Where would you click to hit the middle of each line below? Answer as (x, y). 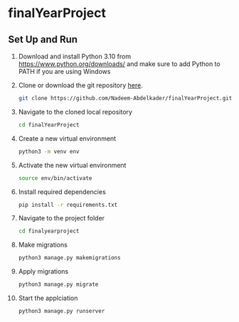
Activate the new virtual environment (72, 165)
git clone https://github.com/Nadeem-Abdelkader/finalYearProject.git (125, 98)
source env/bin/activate (55, 178)
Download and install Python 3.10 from (74, 56)
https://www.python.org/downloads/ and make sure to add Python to (119, 64)
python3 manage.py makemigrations (69, 258)
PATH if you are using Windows (64, 71)
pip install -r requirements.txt (68, 205)
